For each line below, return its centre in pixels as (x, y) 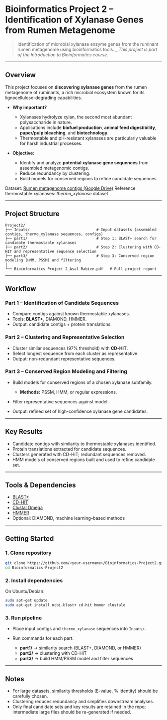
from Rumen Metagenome (60, 30)
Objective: (23, 153)
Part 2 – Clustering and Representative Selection (65, 337)
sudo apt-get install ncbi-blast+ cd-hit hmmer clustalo (65, 605)
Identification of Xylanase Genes (75, 20)
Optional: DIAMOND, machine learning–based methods (69, 518)
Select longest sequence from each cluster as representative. (75, 353)
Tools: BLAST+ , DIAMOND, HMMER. (49, 319)
